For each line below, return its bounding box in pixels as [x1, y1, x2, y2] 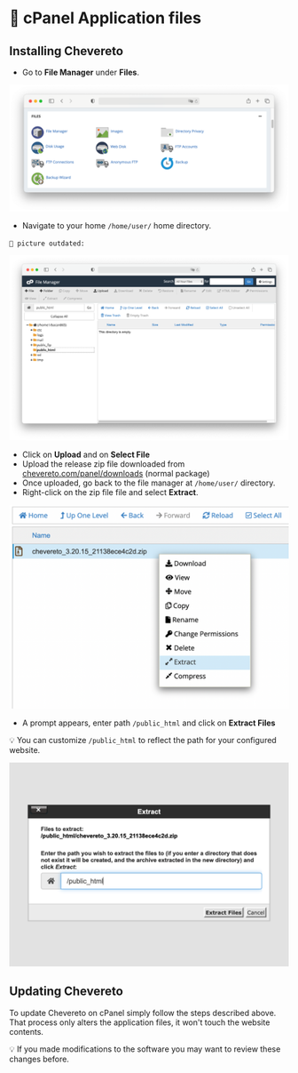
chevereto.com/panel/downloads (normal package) [21, 468, 210, 478]
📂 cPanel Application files [9, 8, 202, 28]
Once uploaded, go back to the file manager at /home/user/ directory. [21, 477, 276, 488]
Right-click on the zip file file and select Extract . [21, 486, 199, 497]
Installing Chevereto [9, 44, 124, 59]
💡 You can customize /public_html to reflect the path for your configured [9, 734, 277, 745]
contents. [9, 1026, 44, 1037]
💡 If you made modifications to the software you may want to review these [9, 1044, 281, 1054]
